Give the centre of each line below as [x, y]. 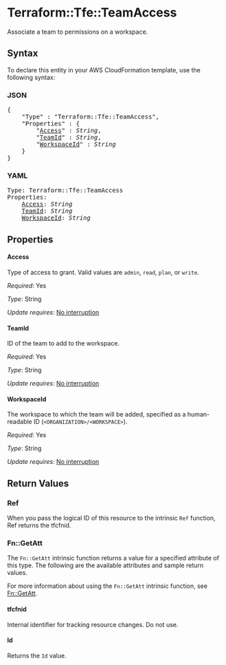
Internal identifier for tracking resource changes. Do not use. [93, 624]
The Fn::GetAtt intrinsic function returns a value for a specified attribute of [113, 558]
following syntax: [31, 77]
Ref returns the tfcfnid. [39, 525]
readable [20, 422]
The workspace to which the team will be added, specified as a [97, 414]
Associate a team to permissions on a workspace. [78, 32]
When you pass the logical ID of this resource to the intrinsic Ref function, [111, 518]
